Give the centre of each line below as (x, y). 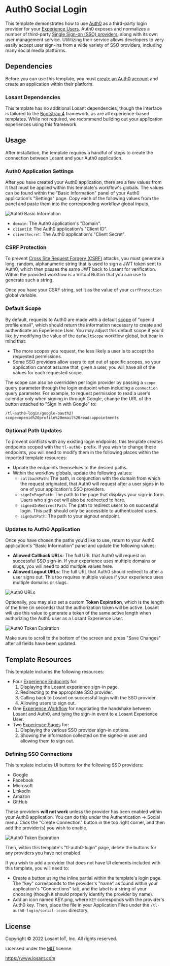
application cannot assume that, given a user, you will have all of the (84, 367)
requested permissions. (37, 356)
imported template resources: (36, 458)
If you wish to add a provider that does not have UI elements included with (83, 863)
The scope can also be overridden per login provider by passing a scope (80, 382)
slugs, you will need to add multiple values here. (63, 566)
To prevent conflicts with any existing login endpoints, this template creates (84, 442)
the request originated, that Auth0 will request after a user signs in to (92, 484)
